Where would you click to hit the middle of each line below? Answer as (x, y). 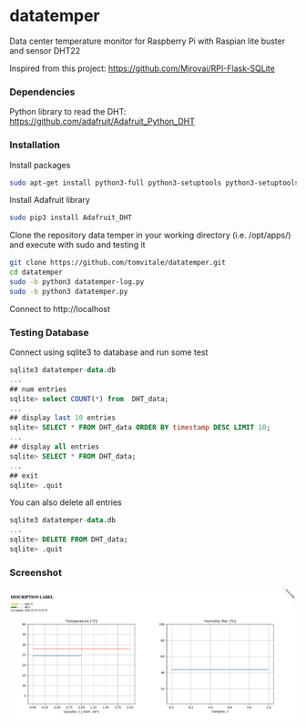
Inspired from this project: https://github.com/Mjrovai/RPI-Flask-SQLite (142, 68)
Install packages (40, 165)
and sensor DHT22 (45, 50)
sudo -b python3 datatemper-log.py (77, 282)
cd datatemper (36, 273)
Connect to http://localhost (60, 308)
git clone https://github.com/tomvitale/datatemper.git (117, 263)
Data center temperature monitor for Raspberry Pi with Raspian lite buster (147, 41)
